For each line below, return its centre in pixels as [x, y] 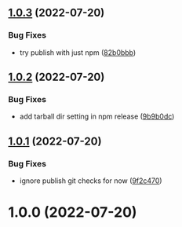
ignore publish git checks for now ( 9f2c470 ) [91, 181]
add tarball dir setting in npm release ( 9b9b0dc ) [97, 116]
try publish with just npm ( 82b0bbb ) [78, 52]
